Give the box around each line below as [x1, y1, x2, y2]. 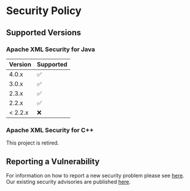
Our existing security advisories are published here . [6, 178, 131, 185]
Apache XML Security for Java [6, 45, 96, 53]
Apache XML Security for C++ [6, 126, 94, 134]
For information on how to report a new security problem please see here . [6, 172, 185, 179]
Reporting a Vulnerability [6, 156, 100, 166]
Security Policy [6, 4, 82, 18]
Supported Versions [6, 28, 81, 38]
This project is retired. [6, 139, 59, 146]
